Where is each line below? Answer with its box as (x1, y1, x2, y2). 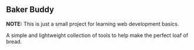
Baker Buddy (6, 5, 55, 15)
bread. (6, 38, 22, 45)
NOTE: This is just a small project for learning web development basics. (6, 20, 179, 27)
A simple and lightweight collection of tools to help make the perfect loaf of (6, 32, 189, 39)
